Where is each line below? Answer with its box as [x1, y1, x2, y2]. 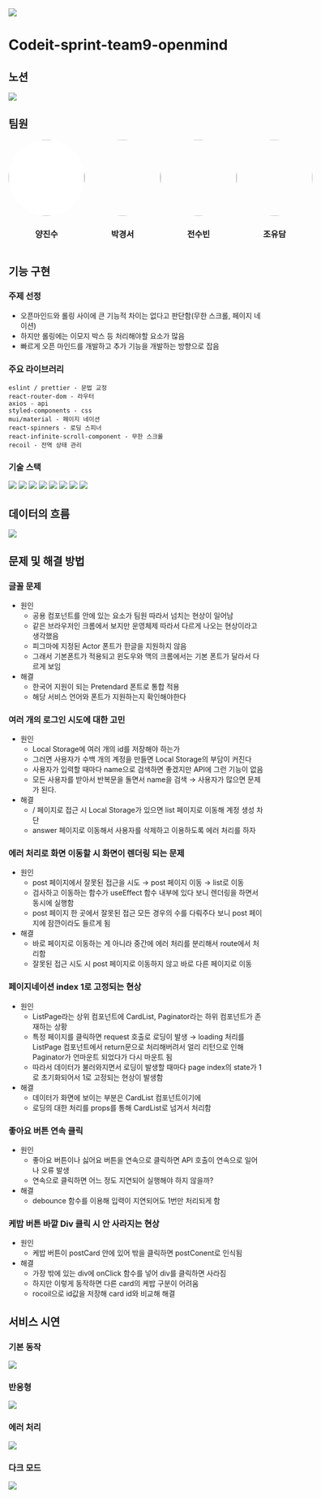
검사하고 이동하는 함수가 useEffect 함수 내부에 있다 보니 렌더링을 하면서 [32, 888, 259, 898]
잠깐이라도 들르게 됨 [47, 918, 111, 928]
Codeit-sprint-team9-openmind [8, 36, 229, 54]
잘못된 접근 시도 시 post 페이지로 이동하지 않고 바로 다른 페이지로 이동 [32, 959, 253, 969]
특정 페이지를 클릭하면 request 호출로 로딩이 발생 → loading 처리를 [32, 1031, 245, 1042]
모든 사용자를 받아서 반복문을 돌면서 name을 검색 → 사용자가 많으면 [32, 775, 246, 784]
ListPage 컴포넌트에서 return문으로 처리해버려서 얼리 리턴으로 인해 [32, 1042, 245, 1051]
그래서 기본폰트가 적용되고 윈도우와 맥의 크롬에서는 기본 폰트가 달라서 [32, 651, 251, 661]
